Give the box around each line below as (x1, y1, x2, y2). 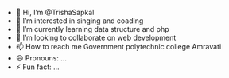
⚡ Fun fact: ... (15, 62, 60, 72)
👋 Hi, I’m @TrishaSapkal (15, 8, 95, 17)
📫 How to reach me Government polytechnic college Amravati (15, 42, 222, 51)
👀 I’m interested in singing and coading (15, 16, 144, 25)
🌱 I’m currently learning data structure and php (15, 25, 169, 33)
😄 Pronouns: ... (15, 53, 68, 63)
